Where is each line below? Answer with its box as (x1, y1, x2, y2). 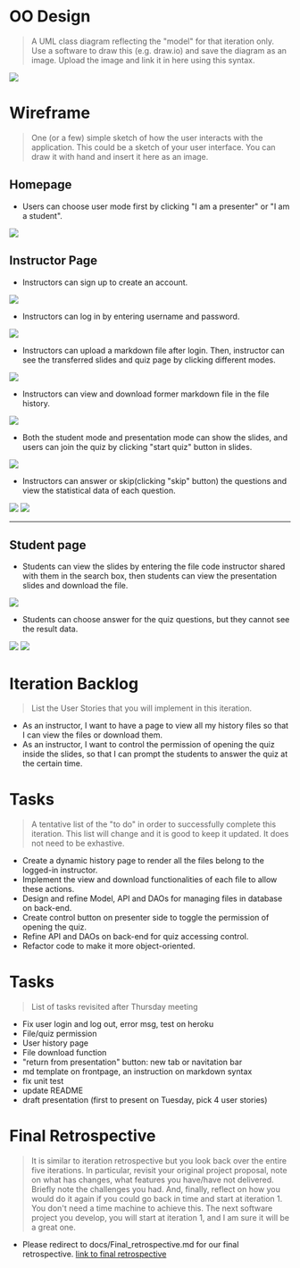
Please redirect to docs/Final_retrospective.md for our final (21, 1239, 239, 1250)
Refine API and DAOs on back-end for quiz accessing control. (21, 931, 249, 942)
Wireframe (9, 103, 91, 123)
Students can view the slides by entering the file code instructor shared (21, 561, 286, 572)
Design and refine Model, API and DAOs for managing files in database (21, 893, 283, 904)
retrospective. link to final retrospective (21, 1248, 167, 1260)
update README (21, 1085, 83, 1096)
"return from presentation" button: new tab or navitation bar (21, 1056, 243, 1068)
